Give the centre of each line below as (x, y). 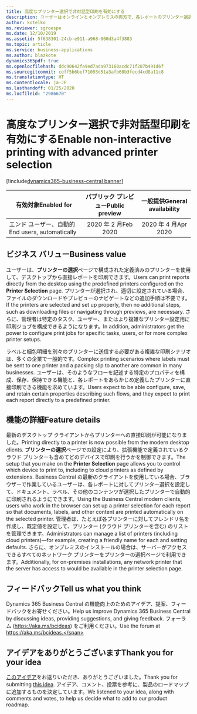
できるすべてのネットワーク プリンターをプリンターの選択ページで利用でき (96, 554)
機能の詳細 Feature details (53, 419)
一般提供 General (164, 201)
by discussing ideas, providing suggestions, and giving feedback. (85, 619)
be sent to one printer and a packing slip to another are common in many (94, 365)
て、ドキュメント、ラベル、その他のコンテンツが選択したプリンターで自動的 (98, 492)
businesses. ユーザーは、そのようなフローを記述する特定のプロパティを (93, 372)
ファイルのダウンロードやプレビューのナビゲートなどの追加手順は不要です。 (98, 298)
